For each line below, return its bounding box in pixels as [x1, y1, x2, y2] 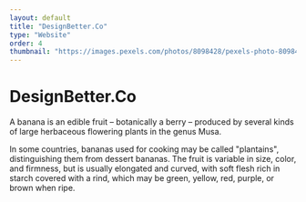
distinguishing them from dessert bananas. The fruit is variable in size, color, [9, 154, 297, 165]
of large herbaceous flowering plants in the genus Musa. [9, 126, 222, 137]
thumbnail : [9, 47, 51, 56]
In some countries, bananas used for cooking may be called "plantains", [9, 144, 280, 155]
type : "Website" [9, 30, 71, 39]
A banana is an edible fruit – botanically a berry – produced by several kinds [9, 116, 294, 127]
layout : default [9, 13, 71, 23]
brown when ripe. [9, 183, 76, 194]
